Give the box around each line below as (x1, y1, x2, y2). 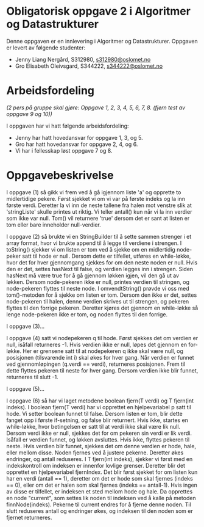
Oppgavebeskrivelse (6, 169, 114, 183)
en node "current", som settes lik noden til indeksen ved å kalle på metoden (6, 494, 196, 501)
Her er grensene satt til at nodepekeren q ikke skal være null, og (22, 347, 184, 355)
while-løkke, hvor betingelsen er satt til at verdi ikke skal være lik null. (6, 423, 181, 430)
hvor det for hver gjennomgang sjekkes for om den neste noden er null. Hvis (6, 258, 198, 266)
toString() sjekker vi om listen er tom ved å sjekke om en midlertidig (6, 245, 175, 253)
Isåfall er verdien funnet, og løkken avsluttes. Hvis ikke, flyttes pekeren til (6, 435, 190, 443)
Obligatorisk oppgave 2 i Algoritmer (6, 4, 191, 18)
